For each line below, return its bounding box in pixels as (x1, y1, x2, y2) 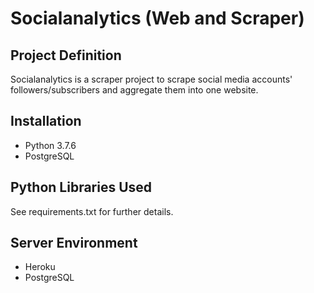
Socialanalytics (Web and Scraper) (10, 7, 305, 30)
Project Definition (10, 47, 122, 64)
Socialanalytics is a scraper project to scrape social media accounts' (10, 73, 293, 85)
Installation (10, 113, 82, 130)
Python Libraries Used (10, 179, 153, 196)
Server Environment (10, 235, 138, 252)
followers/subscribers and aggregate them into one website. (10, 84, 259, 96)
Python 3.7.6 (24, 139, 77, 151)
